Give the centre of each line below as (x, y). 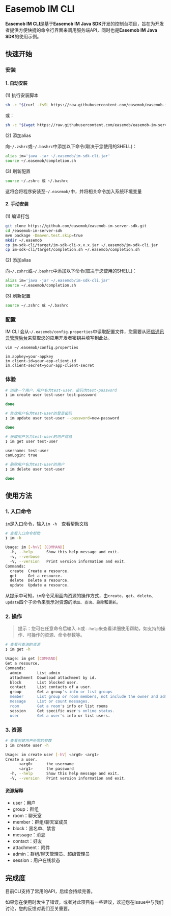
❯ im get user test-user (32, 441)
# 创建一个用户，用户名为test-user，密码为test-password (61, 390)
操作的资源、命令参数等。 (58, 635)
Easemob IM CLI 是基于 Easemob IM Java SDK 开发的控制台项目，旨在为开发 (85, 24)
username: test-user (27, 451)
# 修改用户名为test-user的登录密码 (39, 414)
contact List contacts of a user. (51, 687)
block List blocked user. (44, 683)
